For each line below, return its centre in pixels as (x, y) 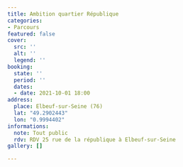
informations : (28, 126)
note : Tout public (41, 133)
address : (20, 100)
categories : (25, 21)
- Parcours (23, 27)
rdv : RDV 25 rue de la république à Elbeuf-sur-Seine (95, 139)
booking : (20, 67)
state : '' (28, 73)
